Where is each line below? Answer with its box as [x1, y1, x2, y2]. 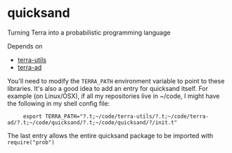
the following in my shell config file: [7, 99, 110, 107]
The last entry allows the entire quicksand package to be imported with [7, 131, 214, 140]
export [22, 113, 42, 120]
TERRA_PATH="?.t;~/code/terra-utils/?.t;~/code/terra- [44, 113, 210, 120]
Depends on [7, 42, 43, 50]
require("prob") [7, 139, 55, 146]
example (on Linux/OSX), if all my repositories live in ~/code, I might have [7, 92, 220, 100]
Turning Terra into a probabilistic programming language [7, 28, 171, 37]
